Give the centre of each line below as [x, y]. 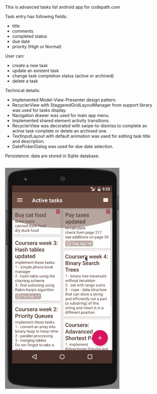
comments [23, 31]
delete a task [25, 81]
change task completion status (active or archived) [63, 76]
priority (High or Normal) [37, 47]
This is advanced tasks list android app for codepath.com [63, 7]
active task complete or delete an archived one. [60, 131]
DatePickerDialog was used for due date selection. [63, 146]
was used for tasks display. [39, 110]
